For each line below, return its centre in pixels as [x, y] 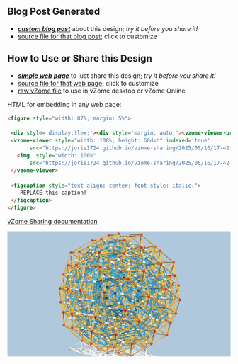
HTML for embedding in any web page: [64, 104]
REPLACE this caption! [53, 193]
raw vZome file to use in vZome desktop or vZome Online [101, 91]
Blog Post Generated [54, 12]
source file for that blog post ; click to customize [87, 36]
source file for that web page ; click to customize [88, 83]
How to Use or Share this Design [80, 58]
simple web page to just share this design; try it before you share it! [117, 75]
